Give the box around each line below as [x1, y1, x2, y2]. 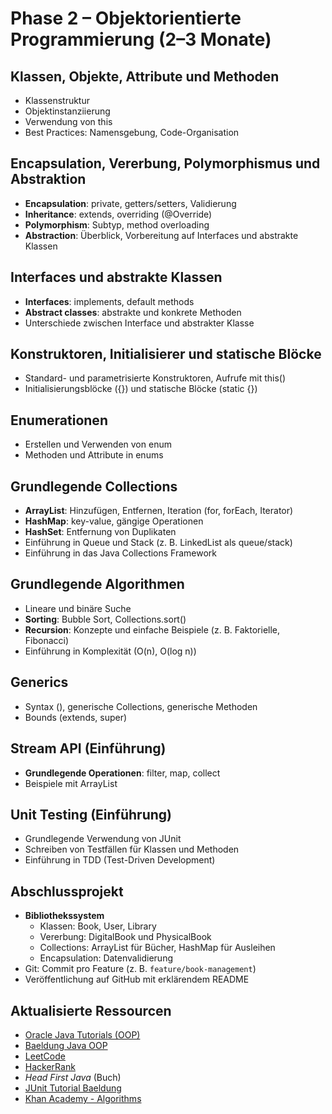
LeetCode [24, 1050, 66, 1062]
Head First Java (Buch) [24, 1071, 122, 1083]
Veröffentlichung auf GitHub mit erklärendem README [24, 973, 250, 986]
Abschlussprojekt [10, 883, 124, 900]
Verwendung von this [24, 116, 113, 127]
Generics [10, 674, 69, 691]
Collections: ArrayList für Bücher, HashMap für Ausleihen [39, 942, 276, 954]
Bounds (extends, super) [24, 711, 128, 723]
